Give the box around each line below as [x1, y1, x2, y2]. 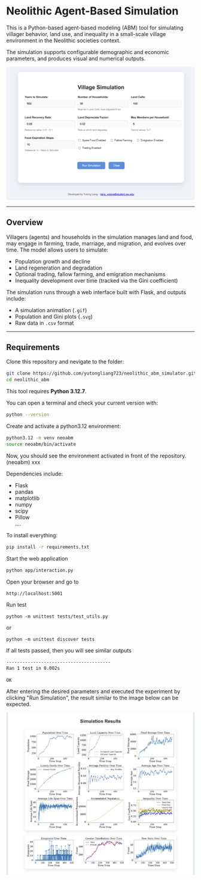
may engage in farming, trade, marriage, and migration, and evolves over [6, 240, 186, 247]
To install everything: [6, 531, 58, 538]
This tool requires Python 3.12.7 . [6, 388, 87, 395]
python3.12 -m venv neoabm [6, 435, 74, 441]
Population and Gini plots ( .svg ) [14, 313, 93, 320]
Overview [6, 217, 44, 228]
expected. [6, 701, 31, 708]
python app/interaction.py [6, 567, 74, 573]
